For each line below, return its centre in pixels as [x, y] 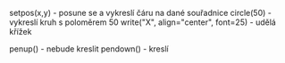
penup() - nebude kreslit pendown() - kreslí [89, 49]
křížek [21, 31]
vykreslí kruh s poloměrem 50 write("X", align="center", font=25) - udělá [143, 22]
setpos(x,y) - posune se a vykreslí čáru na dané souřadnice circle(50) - [141, 13]
